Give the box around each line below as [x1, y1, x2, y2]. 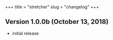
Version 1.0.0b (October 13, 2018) [5, 18, 109, 26]
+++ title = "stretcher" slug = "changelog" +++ [5, 4, 99, 10]
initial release [12, 30, 39, 36]
